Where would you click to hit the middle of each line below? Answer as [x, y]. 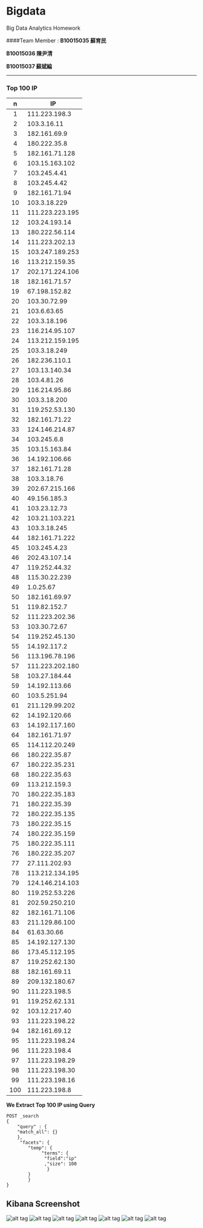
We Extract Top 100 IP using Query [51, 1105]
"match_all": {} [38, 1132]
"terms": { [55, 1153]
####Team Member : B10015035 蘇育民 [56, 40]
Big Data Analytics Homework [43, 28]
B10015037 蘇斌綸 [29, 66]
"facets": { [35, 1143]
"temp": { [40, 1148]
